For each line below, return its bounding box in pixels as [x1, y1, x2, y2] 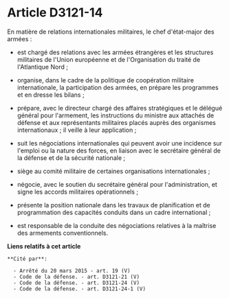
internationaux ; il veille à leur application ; [17, 126, 137, 134]
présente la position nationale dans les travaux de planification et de [17, 200, 211, 209]
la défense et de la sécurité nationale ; [17, 153, 126, 162]
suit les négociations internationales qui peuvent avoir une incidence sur [17, 139, 222, 147]
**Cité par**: [7, 255, 48, 262]
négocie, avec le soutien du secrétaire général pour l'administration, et [17, 180, 218, 188]
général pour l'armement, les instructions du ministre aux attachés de [17, 111, 215, 119]
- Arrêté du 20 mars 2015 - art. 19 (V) [13, 267, 131, 274]
